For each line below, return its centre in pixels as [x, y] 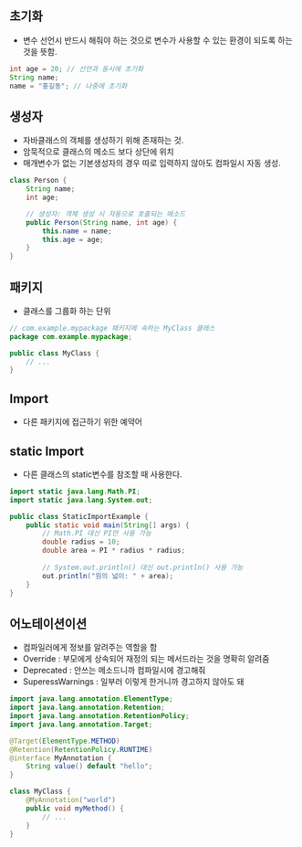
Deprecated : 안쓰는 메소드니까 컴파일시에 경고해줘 [114, 671]
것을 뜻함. [40, 51]
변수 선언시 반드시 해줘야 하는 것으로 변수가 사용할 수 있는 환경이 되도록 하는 [158, 40]
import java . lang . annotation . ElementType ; [91, 699]
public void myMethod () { [75, 808]
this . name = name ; [77, 231]
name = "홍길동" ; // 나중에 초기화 [68, 86]
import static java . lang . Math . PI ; [75, 492]
